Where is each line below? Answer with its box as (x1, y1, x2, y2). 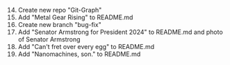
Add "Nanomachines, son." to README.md (17, 50, 141, 58)
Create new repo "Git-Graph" (17, 6, 102, 14)
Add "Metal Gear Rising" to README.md (17, 13, 133, 21)
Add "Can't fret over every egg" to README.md (17, 43, 155, 50)
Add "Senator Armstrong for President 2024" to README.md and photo (17, 28, 223, 36)
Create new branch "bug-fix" (17, 21, 101, 28)
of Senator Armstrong (17, 35, 81, 44)
